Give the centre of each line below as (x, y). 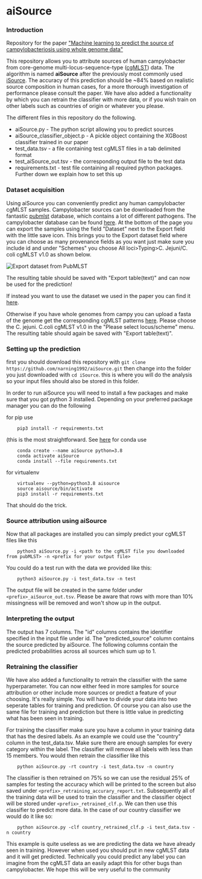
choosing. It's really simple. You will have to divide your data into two (92, 699)
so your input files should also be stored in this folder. (73, 381)
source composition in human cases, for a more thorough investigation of (97, 87)
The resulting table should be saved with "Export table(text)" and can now (98, 278)
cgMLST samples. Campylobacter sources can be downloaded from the (96, 209)
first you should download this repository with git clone (76, 362)
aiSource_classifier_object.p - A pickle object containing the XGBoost (101, 136)
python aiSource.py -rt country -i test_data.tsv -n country (95, 766)
